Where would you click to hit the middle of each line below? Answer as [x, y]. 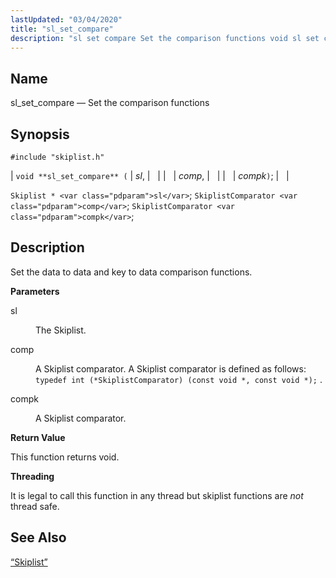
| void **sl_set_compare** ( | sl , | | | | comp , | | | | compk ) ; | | [150, 175]
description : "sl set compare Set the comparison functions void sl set [165, 38]
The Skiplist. [61, 330]
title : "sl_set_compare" [62, 29]
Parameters [35, 291]
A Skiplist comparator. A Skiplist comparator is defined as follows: [171, 368]
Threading [32, 476]
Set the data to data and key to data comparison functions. [131, 272]
